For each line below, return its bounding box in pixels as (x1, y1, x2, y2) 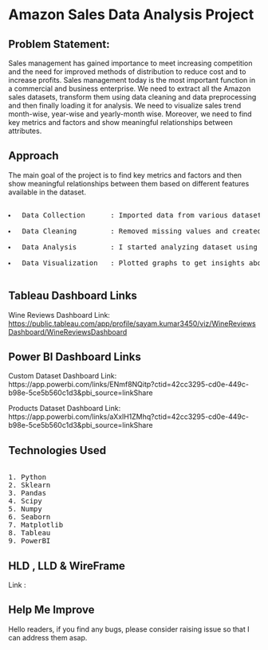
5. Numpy (8, 504, 42, 514)
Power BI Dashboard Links (8, 350, 141, 364)
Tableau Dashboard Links (8, 289, 138, 303)
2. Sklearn (8, 480, 51, 490)
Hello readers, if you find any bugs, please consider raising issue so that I (8, 624, 250, 634)
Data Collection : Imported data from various (22, 210, 229, 220)
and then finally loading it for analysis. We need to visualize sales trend (8, 101, 242, 110)
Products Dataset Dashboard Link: (8, 404, 121, 413)
